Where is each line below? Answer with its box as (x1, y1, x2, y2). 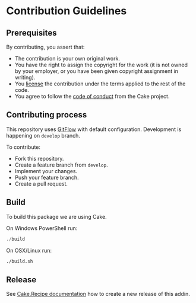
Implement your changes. (14, 167, 78, 174)
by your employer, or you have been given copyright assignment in (14, 68, 178, 75)
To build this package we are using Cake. (6, 213, 107, 220)
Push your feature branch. (14, 174, 79, 181)
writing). (14, 74, 36, 81)
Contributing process (6, 110, 87, 120)
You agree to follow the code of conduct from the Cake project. (14, 93, 170, 100)
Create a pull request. (14, 180, 68, 187)
